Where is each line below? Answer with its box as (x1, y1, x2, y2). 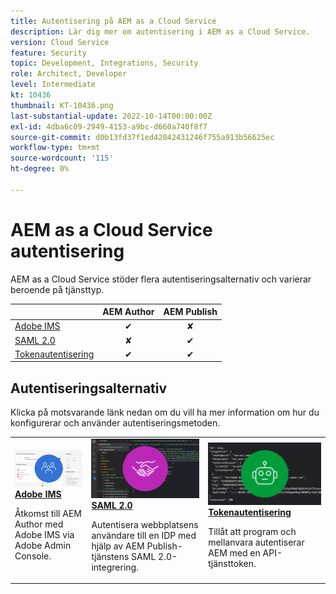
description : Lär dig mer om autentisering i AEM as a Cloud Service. (10, 26, 311, 37)
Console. (14, 550, 52, 562)
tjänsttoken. (208, 557, 257, 569)
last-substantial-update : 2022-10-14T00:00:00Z (10, 111, 213, 121)
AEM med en (208, 546, 261, 559)
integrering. (91, 561, 139, 573)
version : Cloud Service (10, 37, 110, 47)
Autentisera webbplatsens (91, 518, 199, 530)
